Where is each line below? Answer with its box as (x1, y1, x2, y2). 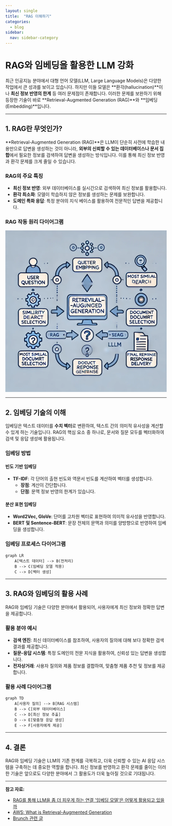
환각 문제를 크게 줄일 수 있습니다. (10, 158, 76, 164)
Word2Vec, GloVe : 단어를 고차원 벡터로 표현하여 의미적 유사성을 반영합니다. (12, 513, 166, 520)
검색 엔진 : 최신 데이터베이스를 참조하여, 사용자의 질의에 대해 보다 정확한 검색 (12, 637, 164, 643)
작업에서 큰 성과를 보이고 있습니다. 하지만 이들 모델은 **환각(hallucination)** (5, 84, 159, 90)
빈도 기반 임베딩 (5, 463, 37, 469)
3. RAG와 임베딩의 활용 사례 (5, 590, 88, 598)
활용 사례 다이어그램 (5, 683, 52, 690)
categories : (5, 19, 31, 24)
